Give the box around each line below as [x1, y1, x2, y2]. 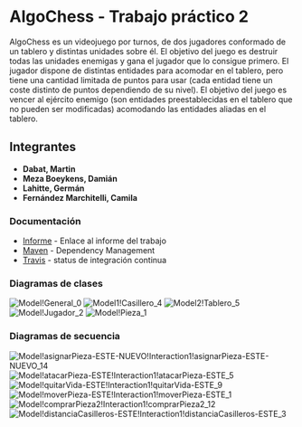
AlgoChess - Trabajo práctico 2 [9, 6, 250, 27]
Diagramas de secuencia [9, 330, 120, 343]
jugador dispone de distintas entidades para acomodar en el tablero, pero [9, 65, 284, 76]
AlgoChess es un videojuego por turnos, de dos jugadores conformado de [9, 36, 287, 47]
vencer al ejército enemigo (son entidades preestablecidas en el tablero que [9, 93, 293, 105]
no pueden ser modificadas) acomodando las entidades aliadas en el [9, 103, 267, 114]
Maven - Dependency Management [22, 245, 156, 256]
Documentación [9, 214, 81, 227]
